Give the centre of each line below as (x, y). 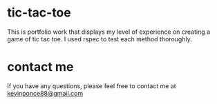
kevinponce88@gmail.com (45, 93)
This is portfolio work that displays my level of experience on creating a (109, 32)
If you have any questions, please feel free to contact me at (92, 86)
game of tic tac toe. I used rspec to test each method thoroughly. (100, 39)
